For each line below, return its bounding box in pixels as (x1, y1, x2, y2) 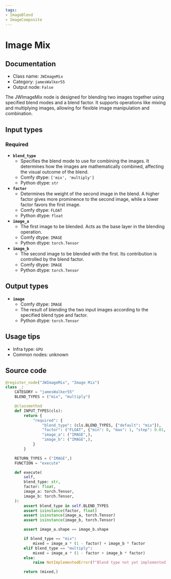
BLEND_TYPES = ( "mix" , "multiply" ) (14, 394, 91, 400)
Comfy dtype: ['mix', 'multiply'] (20, 174, 95, 180)
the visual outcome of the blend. (20, 169, 89, 175)
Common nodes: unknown (12, 351, 69, 358)
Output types (5, 282, 49, 291)
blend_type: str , (24, 479, 60, 484)
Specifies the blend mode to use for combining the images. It (20, 158, 149, 164)
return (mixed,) (24, 569, 58, 574)
